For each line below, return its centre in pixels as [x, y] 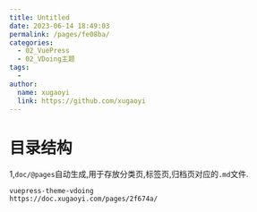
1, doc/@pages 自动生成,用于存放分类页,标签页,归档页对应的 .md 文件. [129, 174]
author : [24, 84]
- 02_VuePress [43, 51]
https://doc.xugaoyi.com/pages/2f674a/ [84, 199]
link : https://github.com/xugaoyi [81, 101]
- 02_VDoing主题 [46, 59]
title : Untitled [39, 17]
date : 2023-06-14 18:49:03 [60, 26]
